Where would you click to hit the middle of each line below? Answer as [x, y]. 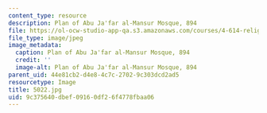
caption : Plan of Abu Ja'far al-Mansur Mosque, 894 [103, 53]
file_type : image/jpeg [46, 38]
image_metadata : [35, 45]
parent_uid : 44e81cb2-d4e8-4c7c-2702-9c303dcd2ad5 [94, 75]
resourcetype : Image [43, 82]
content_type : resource [48, 16]
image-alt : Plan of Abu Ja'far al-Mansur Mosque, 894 [106, 68]
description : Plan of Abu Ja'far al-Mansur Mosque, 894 [103, 23]
